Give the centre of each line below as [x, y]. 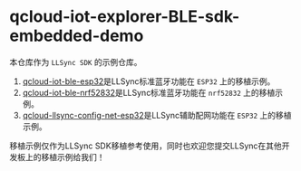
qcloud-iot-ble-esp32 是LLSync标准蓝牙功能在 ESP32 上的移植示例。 [149, 81]
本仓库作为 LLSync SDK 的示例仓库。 [76, 62]
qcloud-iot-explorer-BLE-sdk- [125, 17]
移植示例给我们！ [73, 157]
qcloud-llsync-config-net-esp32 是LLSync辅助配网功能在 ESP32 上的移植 [157, 115]
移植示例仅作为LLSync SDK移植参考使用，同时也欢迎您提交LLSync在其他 [146, 146]
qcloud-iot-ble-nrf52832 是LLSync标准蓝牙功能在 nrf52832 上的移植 [149, 92]
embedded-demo [77, 36]
